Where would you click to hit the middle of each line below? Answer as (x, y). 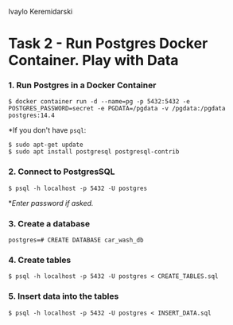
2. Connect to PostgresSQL (62, 172)
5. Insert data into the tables (64, 296)
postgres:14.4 (32, 116)
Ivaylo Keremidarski (41, 12)
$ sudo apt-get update (46, 145)
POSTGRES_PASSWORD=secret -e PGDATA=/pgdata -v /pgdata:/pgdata (117, 109)
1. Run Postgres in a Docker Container (82, 85)
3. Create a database (49, 223)
